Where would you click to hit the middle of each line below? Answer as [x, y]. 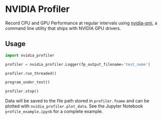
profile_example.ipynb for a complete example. [54, 112]
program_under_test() [28, 82]
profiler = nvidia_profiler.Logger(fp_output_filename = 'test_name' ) [78, 64]
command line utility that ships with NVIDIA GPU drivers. [63, 28]
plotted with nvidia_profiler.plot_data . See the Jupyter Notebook [74, 106]
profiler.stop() [22, 91]
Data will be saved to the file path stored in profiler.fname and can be [77, 101]
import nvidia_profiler [30, 55]
